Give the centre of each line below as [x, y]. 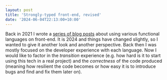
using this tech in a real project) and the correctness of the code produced [84, 61]
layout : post [19, 10]
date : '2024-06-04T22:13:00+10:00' [43, 19]
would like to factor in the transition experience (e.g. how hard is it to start [83, 56]
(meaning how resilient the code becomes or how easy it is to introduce [81, 66]
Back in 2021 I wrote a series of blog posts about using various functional [82, 34]
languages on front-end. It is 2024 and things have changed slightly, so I [82, 39]
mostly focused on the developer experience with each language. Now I [81, 50]
